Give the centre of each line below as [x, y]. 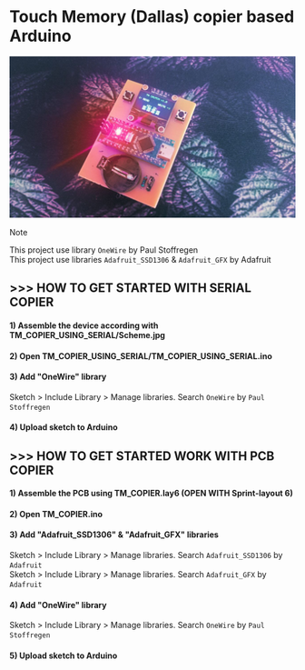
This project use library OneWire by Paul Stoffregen [104, 250]
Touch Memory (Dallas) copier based [152, 17]
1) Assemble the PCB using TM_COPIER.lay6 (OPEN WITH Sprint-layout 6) [151, 494]
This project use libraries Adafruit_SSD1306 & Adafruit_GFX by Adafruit [140, 259]
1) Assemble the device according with [84, 325]
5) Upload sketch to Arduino [64, 655]
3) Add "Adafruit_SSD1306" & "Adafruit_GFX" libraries [114, 535]
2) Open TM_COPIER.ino [56, 514]
